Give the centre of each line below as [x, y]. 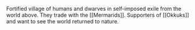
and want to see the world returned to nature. [63, 21]
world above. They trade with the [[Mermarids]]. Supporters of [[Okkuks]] [98, 15]
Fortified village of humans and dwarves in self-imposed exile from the [94, 9]
